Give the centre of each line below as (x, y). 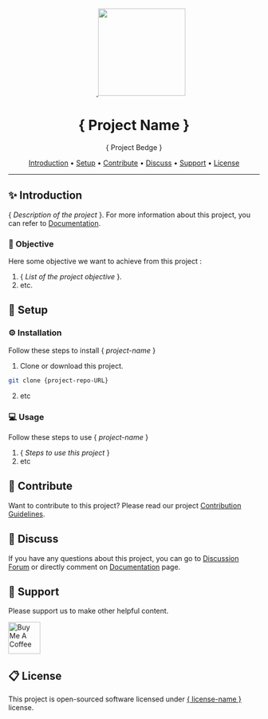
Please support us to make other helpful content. (89, 611)
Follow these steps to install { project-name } (82, 350)
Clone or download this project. (71, 365)
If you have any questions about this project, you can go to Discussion (124, 558)
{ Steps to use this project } (65, 452)
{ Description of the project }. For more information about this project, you (130, 215)
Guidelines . (27, 514)
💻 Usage (26, 417)
